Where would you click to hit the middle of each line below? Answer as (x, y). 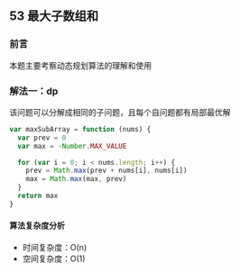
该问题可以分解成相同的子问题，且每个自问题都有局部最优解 (120, 112)
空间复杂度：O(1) (54, 258)
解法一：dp (34, 91)
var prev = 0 (42, 138)
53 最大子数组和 (54, 16)
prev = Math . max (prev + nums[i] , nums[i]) (106, 171)
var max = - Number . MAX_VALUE (72, 146)
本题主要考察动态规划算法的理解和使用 (80, 65)
